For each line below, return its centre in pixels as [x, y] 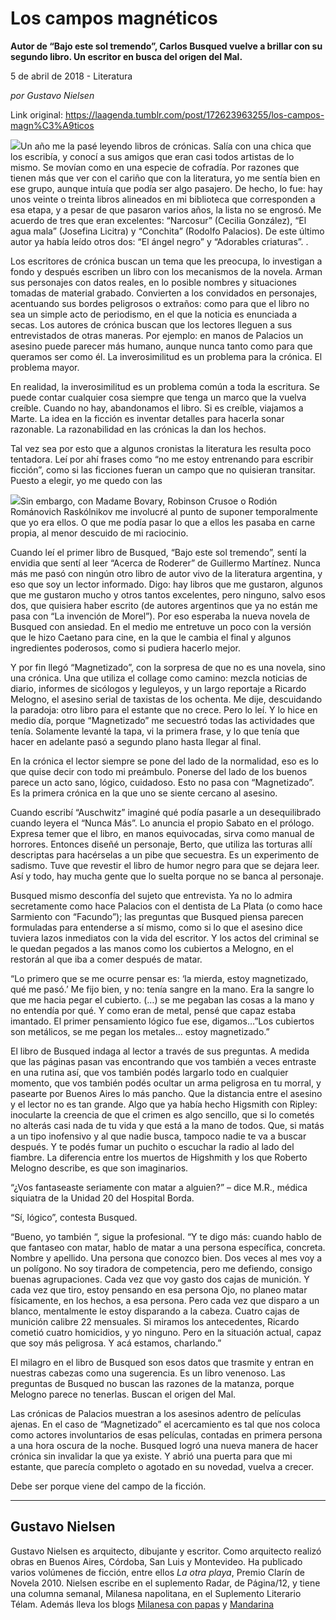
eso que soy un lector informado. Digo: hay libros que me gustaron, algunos [166, 584]
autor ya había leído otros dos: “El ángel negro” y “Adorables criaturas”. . [159, 241]
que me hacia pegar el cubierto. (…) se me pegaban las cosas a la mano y [162, 999]
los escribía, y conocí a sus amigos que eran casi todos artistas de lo [152, 156]
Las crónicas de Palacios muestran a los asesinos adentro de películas [156, 1413]
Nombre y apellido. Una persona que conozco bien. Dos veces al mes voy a [166, 1258]
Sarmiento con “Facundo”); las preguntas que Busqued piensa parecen [157, 916]
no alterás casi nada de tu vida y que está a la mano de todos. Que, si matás [167, 1125]
